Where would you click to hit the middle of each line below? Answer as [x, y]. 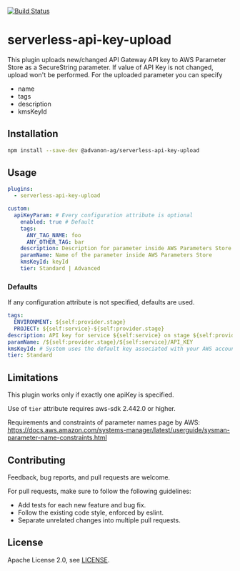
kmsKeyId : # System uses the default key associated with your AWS [110, 349]
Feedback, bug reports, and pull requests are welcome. [89, 477]
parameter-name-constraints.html [57, 438]
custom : [19, 209]
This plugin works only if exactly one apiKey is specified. [91, 395]
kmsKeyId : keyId [45, 262]
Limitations [33, 378]
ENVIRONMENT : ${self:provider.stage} [70, 322]
